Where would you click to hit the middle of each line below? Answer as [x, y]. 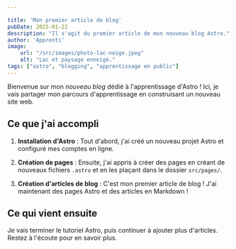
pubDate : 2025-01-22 [38, 27]
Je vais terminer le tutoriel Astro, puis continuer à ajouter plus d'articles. [113, 231]
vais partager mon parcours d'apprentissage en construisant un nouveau [114, 94]
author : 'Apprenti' [36, 40]
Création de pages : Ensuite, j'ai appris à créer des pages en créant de [121, 162]
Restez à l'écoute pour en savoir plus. [62, 238]
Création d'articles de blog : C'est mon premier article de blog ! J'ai [117, 183]
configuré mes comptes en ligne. [66, 148]
